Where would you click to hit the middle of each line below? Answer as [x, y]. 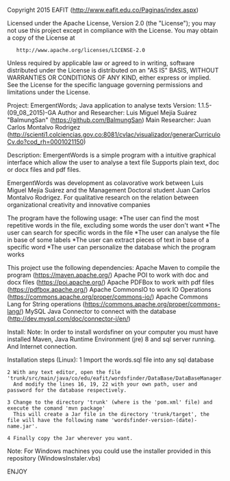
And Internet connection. [42, 346]
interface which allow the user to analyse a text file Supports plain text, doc [113, 162]
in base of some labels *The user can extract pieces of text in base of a [108, 240]
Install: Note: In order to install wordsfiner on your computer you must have [113, 332]
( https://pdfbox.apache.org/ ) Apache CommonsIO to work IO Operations [110, 289]
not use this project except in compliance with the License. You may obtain [113, 30]
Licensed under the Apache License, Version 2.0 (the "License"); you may [112, 23]
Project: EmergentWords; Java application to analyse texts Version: [102, 105]
